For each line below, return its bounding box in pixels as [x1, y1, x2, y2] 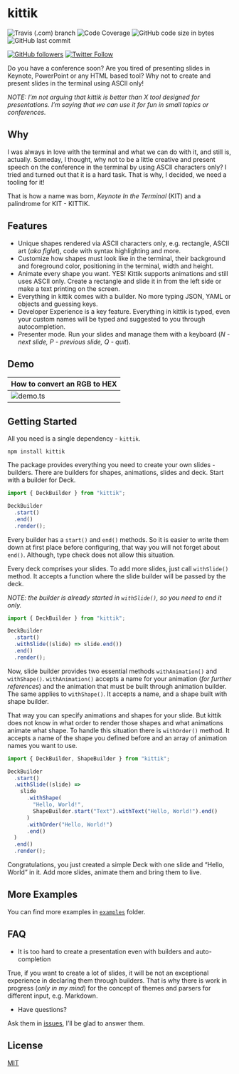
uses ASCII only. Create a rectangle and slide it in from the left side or [17, 277, 222, 285]
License [7, 1040, 43, 1052]
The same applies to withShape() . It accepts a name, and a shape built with [7, 690, 228, 698]
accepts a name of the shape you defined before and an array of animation [7, 733, 228, 742]
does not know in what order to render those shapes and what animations [7, 718, 224, 727]
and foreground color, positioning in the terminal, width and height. [17, 262, 214, 270]
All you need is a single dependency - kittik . [7, 434, 141, 443]
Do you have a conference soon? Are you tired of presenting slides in [7, 63, 211, 72]
